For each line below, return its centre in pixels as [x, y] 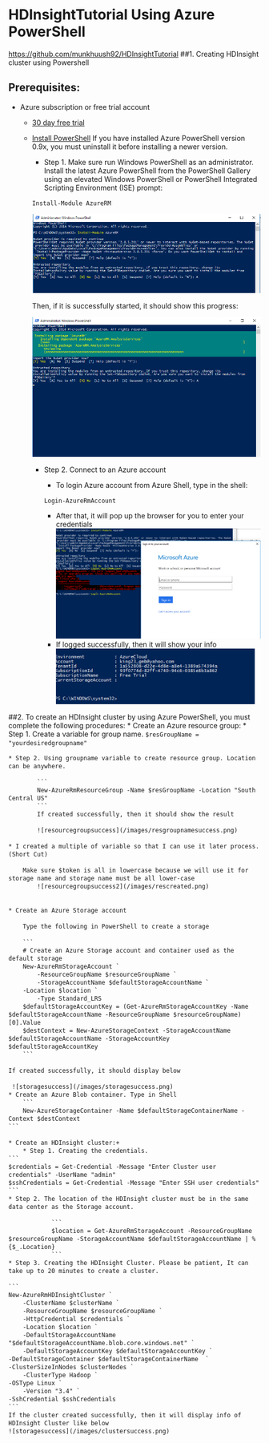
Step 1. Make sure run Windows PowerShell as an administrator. [149, 162]
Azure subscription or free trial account [85, 107]
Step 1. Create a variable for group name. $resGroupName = [104, 734]
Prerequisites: [44, 88]
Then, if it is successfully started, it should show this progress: [135, 306]
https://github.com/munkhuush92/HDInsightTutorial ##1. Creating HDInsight [133, 54]
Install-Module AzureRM [72, 203]
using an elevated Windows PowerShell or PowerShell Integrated [151, 179]
